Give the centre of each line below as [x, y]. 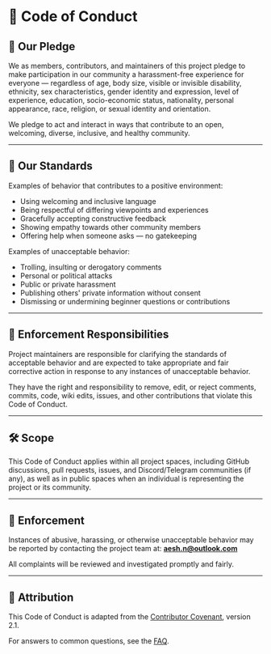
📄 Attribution [41, 597]
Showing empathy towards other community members [110, 227]
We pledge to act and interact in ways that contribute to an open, [116, 124]
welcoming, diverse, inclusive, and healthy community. [100, 133]
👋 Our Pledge [42, 47]
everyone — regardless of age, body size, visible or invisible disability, [125, 83]
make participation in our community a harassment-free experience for [126, 74]
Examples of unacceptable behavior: [69, 251]
